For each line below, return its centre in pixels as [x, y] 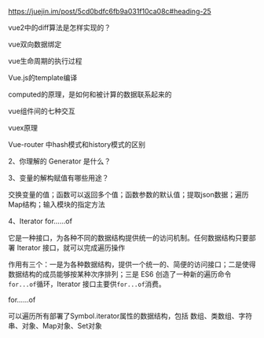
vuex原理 [23, 128]
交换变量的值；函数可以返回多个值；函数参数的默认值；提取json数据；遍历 [128, 195]
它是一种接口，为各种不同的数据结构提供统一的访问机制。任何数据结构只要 [128, 238]
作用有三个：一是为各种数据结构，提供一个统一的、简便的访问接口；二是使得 [132, 264]
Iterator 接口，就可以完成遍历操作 [71, 248]
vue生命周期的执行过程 [45, 61]
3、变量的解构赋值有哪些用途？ [59, 178]
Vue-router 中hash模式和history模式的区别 [77, 144]
